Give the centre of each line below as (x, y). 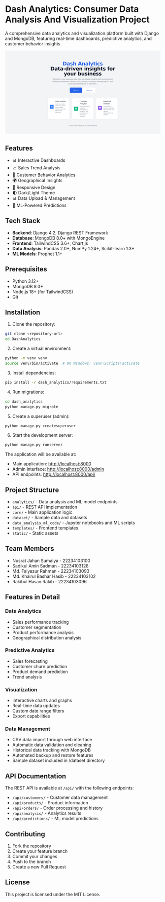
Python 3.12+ (25, 281)
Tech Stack (23, 221)
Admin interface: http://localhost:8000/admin (58, 469)
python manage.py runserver (34, 445)
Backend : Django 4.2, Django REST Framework (60, 232)
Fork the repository (32, 846)
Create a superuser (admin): (41, 416)
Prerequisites (26, 269)
